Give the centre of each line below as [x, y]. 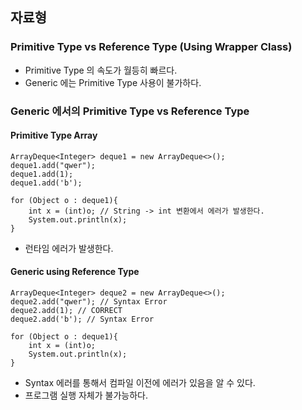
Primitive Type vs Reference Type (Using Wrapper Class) [151, 47]
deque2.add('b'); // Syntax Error [82, 319]
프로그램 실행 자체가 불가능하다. [86, 395]
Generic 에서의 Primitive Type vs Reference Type [130, 111]
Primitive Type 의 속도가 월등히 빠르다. [101, 70]
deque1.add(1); [42, 174]
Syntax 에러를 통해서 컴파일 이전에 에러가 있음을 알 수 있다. [140, 383]
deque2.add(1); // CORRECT [66, 311]
